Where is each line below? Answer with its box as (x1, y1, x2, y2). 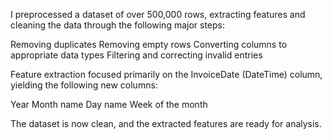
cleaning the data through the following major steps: (10, 19, 226, 31)
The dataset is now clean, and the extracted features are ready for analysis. (10, 118, 322, 129)
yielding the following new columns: (10, 79, 158, 91)
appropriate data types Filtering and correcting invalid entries (10, 49, 263, 61)
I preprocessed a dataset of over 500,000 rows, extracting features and (10, 9, 306, 20)
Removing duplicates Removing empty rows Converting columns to (10, 39, 288, 50)
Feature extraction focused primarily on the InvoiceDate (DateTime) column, (10, 69, 323, 80)
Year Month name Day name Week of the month (10, 99, 208, 110)
